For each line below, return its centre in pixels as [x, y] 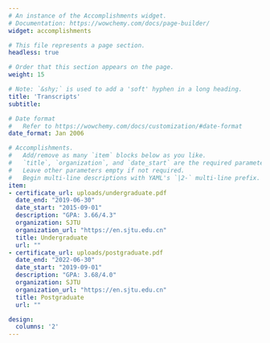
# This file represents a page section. [77, 45]
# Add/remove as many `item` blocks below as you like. [107, 156]
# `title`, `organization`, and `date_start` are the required [120, 163]
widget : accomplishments [50, 31]
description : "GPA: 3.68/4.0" [66, 275]
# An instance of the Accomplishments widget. [88, 16]
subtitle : [25, 104]
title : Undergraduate [52, 238]
